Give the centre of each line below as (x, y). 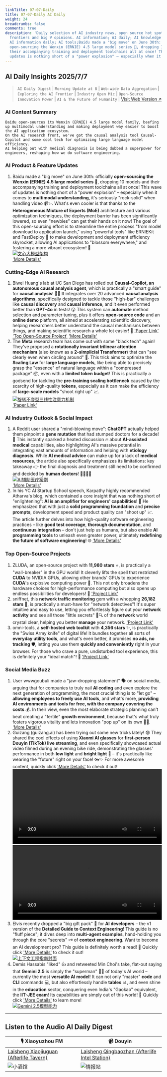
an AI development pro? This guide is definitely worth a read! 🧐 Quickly (85, 947)
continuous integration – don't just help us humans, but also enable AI (85, 530)
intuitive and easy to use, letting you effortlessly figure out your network (86, 609)
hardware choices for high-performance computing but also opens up (84, 588)
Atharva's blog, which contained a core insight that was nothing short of (86, 496)
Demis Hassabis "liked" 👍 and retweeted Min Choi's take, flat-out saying (87, 964)
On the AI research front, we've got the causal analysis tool (72, 135)
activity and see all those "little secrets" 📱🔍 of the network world (80, 615)
